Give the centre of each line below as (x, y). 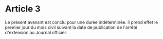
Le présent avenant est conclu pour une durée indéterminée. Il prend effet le (81, 22)
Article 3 (23, 9)
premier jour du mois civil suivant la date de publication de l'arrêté (71, 27)
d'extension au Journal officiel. (36, 32)
